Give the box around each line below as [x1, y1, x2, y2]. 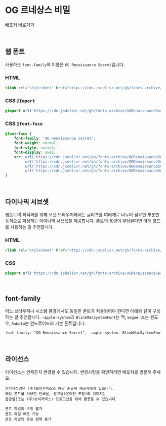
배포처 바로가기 [5, 22, 35, 28]
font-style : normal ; [14, 145, 56, 150]
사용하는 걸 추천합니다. [10, 224, 54, 230]
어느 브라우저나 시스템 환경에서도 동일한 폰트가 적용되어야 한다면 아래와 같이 [5, 308, 152, 314]
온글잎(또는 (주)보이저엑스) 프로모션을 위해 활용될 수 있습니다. [5, 396, 118, 402]
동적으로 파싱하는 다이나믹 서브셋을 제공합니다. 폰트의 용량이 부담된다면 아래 [5, 218, 152, 224]
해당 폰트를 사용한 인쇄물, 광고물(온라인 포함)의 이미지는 [5, 391, 106, 396]
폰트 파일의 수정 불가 [5, 406, 42, 411]
